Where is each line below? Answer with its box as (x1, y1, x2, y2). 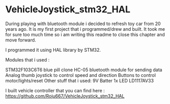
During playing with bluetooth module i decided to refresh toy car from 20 (5, 20, 161, 27)
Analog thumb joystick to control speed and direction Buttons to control (5, 72, 156, 78)
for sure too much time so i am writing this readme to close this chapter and (5, 31, 165, 37)
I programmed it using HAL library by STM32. (5, 47, 101, 53)
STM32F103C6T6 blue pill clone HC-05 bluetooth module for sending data (5, 67, 162, 73)
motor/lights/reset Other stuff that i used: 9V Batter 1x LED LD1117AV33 (5, 77, 154, 84)
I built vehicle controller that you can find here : (5, 87, 105, 93)
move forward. (5, 37, 36, 43)
